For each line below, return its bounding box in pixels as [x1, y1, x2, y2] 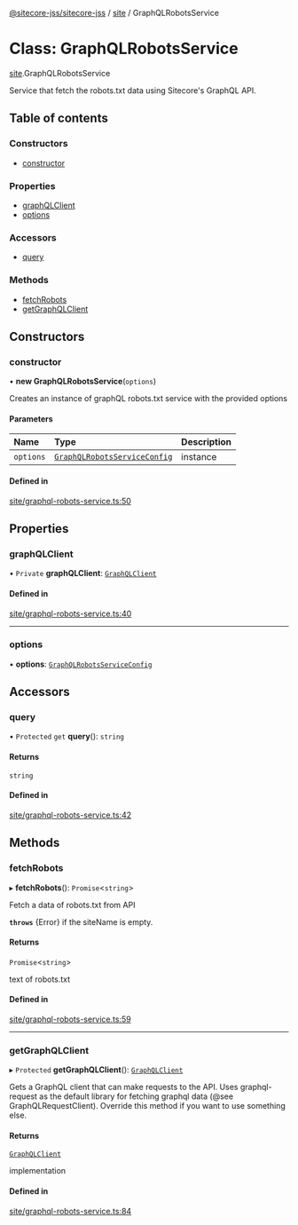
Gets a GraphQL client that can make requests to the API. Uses [9, 1082, 239, 1093]
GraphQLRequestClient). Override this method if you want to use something [9, 1101, 286, 1111]
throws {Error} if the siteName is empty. [9, 916, 153, 927]
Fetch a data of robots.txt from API [9, 899, 136, 910]
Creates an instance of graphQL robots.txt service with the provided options [9, 393, 288, 404]
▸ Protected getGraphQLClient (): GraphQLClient [9, 1064, 184, 1075]
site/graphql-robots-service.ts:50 [9, 495, 131, 506]
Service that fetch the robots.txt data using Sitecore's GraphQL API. [9, 84, 257, 96]
